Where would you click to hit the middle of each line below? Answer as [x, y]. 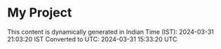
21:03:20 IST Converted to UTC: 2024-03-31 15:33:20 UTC [92, 39]
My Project [40, 13]
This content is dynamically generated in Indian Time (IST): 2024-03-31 [110, 32]
